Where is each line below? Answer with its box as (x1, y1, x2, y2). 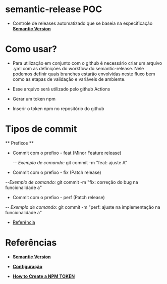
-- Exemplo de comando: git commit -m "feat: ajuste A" (12, 159, 128, 165)
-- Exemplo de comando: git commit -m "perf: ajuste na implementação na (5, 204, 160, 210)
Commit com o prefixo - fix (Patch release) (12, 169, 102, 175)
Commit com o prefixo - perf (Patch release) (12, 194, 105, 200)
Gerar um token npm (12, 96, 55, 102)
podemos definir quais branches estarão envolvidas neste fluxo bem (12, 71, 155, 77)
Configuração (12, 263, 43, 269)
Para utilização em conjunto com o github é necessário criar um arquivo (12, 60, 162, 66)
